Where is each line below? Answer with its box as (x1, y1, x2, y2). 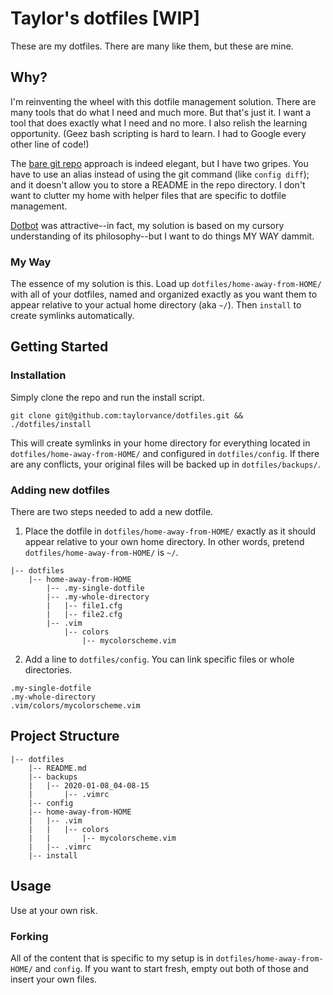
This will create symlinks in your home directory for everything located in (10, 437, 311, 449)
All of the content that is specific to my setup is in (10, 952, 214, 964)
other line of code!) (10, 138, 90, 150)
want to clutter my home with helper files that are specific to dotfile (10, 189, 287, 201)
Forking (10, 929, 49, 943)
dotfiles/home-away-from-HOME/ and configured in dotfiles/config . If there (10, 447, 320, 459)
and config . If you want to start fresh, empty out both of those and (34, 962, 309, 974)
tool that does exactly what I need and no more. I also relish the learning (10, 117, 308, 129)
